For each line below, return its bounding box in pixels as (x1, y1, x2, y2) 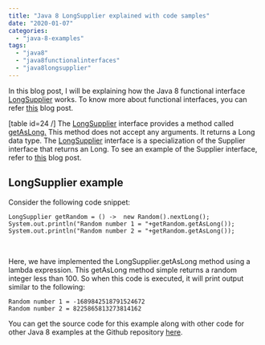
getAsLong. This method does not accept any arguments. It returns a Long (8, 127, 255, 136)
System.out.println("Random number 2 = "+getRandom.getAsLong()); (8, 226, 235, 235)
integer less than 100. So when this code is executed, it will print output (8, 274, 244, 283)
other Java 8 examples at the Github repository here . (8, 327, 183, 337)
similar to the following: (8, 282, 86, 291)
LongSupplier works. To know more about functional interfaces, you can (8, 94, 247, 104)
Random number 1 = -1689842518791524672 (8, 298, 146, 306)
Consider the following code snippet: (8, 197, 131, 207)
